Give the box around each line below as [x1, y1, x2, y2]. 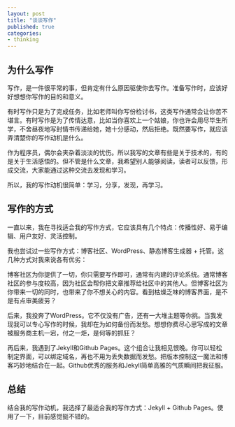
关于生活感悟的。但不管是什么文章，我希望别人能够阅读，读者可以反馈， [13, 157, 222, 165]
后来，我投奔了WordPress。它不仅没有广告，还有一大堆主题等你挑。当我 [7, 311, 217, 319]
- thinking [7, 36, 39, 43]
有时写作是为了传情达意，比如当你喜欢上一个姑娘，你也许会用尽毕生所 [25, 116, 228, 124]
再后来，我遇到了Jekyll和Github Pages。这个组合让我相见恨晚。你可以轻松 [7, 343, 222, 352]
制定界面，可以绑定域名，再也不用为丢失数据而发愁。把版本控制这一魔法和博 [7, 352, 228, 361]
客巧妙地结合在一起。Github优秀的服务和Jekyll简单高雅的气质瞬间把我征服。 [7, 361, 227, 369]
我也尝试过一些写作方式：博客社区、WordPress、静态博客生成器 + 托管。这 [7, 246, 225, 255]
